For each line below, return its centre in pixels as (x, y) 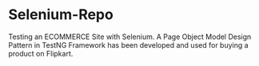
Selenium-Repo (61, 15)
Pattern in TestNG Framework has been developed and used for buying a (129, 45)
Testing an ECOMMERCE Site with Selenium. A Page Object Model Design (130, 37)
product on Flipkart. (41, 53)
